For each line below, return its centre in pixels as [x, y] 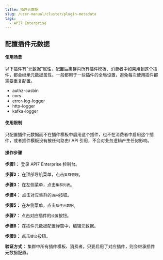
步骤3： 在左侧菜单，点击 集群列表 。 [40, 185]
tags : [10, 18]
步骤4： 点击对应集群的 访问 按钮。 [38, 195]
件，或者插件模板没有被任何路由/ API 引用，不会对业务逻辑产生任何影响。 [78, 140]
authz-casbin [25, 91]
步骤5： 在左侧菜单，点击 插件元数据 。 [42, 205]
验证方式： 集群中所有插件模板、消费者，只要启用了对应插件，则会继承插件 [80, 246]
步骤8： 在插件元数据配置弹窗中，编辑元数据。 [52, 226]
